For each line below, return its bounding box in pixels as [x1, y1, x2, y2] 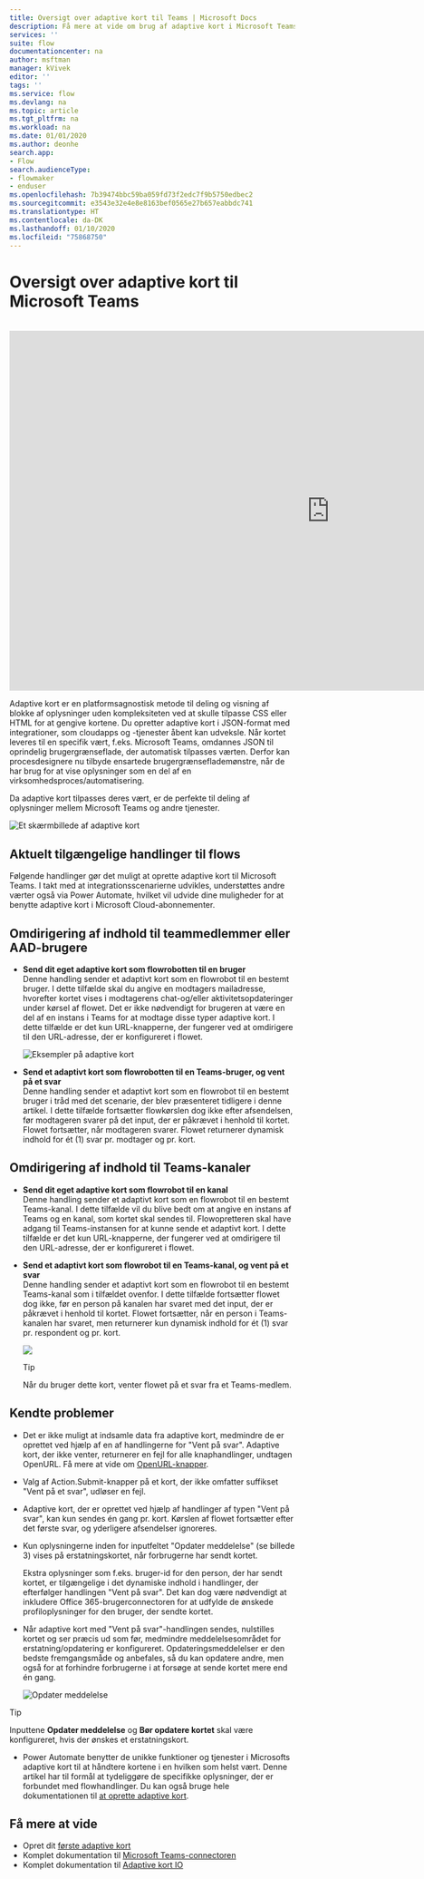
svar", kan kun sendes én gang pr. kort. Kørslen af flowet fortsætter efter [22, 1513, 294, 1524]
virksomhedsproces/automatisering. [9, 775, 145, 786]
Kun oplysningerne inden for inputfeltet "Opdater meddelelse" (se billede [22, 1540, 295, 1551]
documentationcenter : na [9, 47, 103, 56]
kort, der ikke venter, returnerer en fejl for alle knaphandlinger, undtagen [22, 1448, 293, 1460]
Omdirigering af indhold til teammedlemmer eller [9, 926, 291, 941]
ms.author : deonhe [9, 140, 79, 149]
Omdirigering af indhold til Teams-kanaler [9, 1160, 251, 1175]
